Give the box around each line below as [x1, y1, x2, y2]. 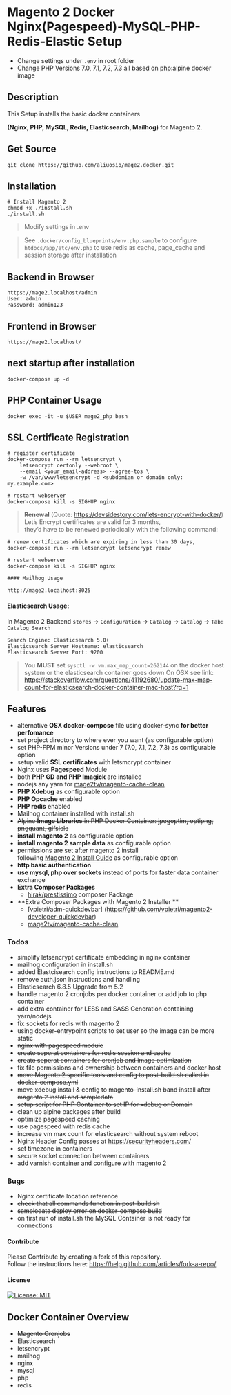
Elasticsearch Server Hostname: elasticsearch [7, 642, 143, 649]
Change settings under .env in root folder [17, 56, 134, 64]
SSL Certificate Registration [7, 432, 130, 444]
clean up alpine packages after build [17, 1107, 121, 1115]
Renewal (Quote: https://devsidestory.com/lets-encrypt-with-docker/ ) [23, 510, 224, 519]
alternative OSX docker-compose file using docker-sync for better [17, 721, 209, 730]
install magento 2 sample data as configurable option [17, 839, 171, 847]
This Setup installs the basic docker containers [7, 109, 140, 118]
